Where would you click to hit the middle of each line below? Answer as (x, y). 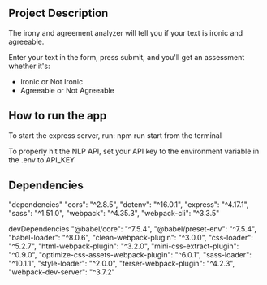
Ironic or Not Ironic (52, 81)
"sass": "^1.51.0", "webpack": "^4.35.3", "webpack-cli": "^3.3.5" (114, 214)
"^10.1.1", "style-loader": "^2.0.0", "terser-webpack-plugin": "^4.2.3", (122, 264)
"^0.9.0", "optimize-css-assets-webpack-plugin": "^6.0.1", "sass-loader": (130, 255)
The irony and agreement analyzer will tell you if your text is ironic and (126, 32)
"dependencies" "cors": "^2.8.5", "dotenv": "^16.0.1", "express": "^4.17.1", (129, 205)
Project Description (58, 13)
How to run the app (58, 116)
